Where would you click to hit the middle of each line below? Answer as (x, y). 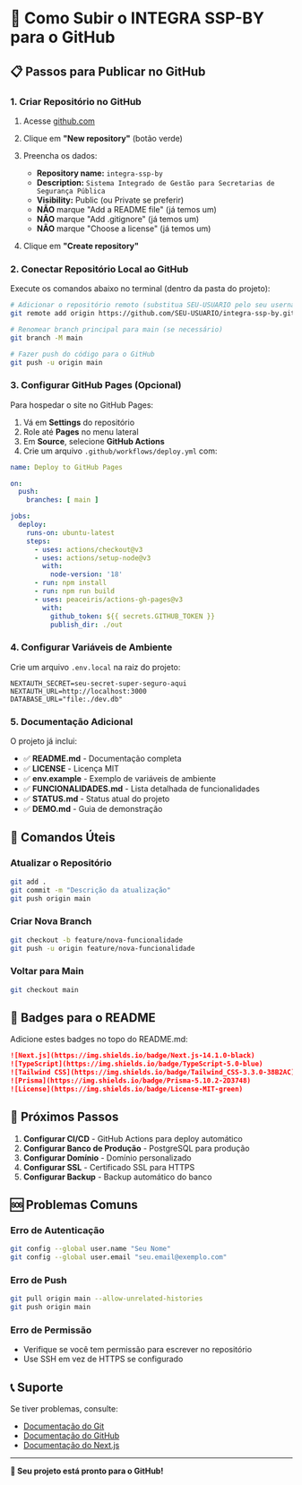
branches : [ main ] (63, 500)
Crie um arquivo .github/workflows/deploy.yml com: (120, 451)
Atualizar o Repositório (61, 863)
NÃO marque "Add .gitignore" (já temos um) (118, 219)
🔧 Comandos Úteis (63, 837)
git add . (29, 882)
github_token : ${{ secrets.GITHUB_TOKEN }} (133, 616)
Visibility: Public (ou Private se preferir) (110, 200)
